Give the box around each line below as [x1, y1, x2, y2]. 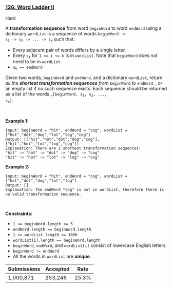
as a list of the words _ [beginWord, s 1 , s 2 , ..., [5, 91, 107, 98]
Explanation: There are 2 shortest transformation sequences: [5, 146, 141, 151]
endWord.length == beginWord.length [12, 227, 91, 232]
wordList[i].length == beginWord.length [12, 238, 101, 243]
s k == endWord [12, 65, 43, 71]
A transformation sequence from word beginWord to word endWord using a [5, 25, 162, 31]
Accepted [45, 265, 70, 273]
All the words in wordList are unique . [12, 253, 91, 260]
